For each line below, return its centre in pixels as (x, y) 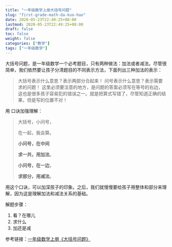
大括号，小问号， (36, 121)
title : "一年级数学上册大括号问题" (39, 10)
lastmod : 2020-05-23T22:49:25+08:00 (44, 24)
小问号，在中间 (34, 143)
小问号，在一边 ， (36, 165)
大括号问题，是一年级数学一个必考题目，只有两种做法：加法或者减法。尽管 (84, 63)
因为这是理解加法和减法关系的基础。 (52, 193)
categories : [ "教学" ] (28, 44)
